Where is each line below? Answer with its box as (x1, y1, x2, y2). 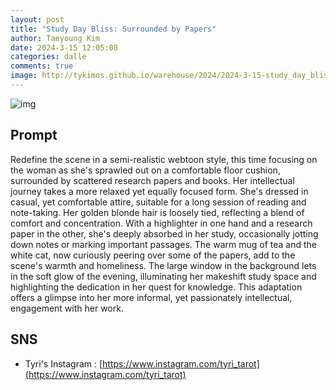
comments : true (10, 61, 74, 71)
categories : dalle (10, 52, 87, 62)
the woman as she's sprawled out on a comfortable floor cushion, (10, 164, 281, 176)
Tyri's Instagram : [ (24, 357, 103, 370)
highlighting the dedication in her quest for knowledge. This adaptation (10, 281, 303, 293)
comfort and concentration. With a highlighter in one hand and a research (10, 217, 313, 229)
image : (10, 71, 38, 81)
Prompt (10, 127, 58, 144)
